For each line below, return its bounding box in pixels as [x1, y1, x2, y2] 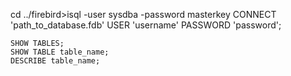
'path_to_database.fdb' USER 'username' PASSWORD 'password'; [10, 19, 282, 31]
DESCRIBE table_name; [10, 56, 101, 66]
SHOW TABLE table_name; [10, 47, 110, 57]
